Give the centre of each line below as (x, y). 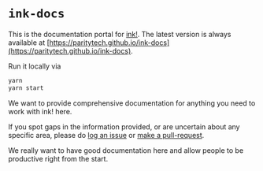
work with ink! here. (40, 111)
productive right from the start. (58, 158)
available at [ (29, 43)
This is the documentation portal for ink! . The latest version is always (120, 34)
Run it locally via (35, 66)
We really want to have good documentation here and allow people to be (126, 150)
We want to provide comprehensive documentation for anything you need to (132, 103)
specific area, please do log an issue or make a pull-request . (106, 135)
